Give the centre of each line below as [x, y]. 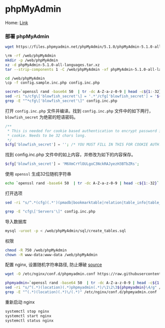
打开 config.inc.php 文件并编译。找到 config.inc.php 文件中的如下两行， [79, 111]
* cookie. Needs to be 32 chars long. [47, 135]
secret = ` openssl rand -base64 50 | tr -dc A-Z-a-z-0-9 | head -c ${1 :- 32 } [83, 92]
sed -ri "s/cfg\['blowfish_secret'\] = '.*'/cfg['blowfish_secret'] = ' [81, 96]
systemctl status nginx [29, 321]
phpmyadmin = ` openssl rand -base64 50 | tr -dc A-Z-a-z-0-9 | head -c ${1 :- [84, 283]
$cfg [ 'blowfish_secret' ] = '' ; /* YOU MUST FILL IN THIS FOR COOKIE [77, 145]
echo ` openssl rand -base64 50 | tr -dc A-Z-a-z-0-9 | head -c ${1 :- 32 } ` [82, 183]
